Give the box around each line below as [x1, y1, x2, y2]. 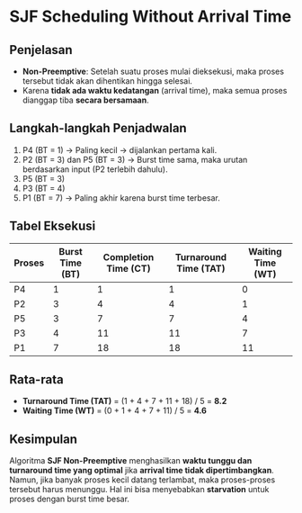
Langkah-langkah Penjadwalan [9, 121, 187, 136]
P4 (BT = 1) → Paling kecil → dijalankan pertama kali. [22, 144, 218, 155]
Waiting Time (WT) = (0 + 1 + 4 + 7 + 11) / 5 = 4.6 [22, 405, 207, 416]
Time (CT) [106, 262, 151, 274]
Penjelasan [9, 42, 74, 58]
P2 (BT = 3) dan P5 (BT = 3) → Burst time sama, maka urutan [22, 154, 248, 165]
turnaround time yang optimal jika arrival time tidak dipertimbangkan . [9, 465, 274, 476]
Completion [102, 250, 155, 263]
